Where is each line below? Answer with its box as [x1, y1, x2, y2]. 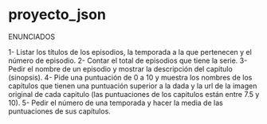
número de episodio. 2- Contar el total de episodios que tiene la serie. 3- [8, 56, 248, 65]
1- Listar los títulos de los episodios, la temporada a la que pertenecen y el [8, 47, 253, 56]
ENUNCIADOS [8, 32, 56, 41]
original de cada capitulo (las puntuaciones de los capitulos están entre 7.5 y [8, 89, 260, 99]
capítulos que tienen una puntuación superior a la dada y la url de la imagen [8, 81, 257, 91]
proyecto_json [8, 6, 106, 24]
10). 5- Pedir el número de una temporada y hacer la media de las [8, 98, 223, 107]
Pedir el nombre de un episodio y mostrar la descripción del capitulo [8, 64, 233, 73]
